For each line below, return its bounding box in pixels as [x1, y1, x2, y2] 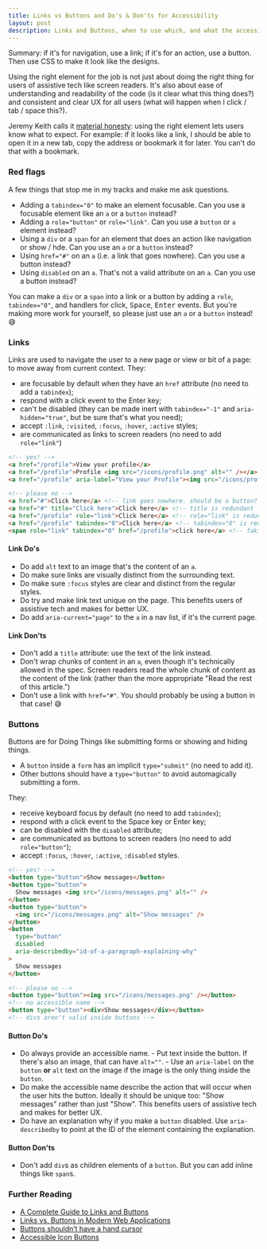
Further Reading [8, 1189, 72, 1200]
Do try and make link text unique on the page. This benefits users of [19, 595, 243, 605]
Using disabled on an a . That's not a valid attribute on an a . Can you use [19, 267, 256, 277]
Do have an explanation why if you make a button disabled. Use [19, 1116, 229, 1126]
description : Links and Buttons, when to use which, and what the [8, 26, 233, 34]
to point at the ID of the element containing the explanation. [60, 1125, 256, 1134]
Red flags [8, 166, 46, 177]
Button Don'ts [8, 1142, 56, 1152]
